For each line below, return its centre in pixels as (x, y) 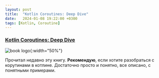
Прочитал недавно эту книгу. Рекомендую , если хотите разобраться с (80, 60)
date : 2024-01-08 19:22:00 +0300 (41, 18)
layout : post (18, 9)
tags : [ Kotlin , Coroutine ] (33, 23)
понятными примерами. (30, 70)
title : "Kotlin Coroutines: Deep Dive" (47, 14)
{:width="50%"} (46, 50)
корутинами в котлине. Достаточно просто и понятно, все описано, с (78, 65)
